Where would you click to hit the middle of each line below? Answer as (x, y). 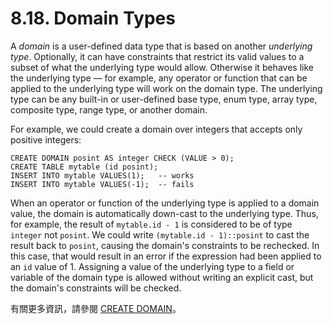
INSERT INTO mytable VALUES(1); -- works (102, 175)
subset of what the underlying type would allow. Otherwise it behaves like (162, 67)
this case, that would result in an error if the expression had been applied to (166, 256)
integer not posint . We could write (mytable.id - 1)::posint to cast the (160, 234)
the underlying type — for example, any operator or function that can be (159, 78)
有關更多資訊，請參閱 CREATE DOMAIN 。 (96, 308)
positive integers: (46, 139)
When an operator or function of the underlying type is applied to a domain (165, 203)
